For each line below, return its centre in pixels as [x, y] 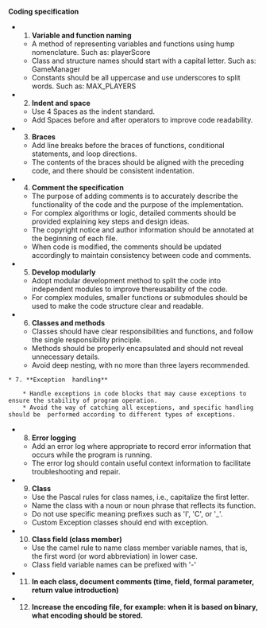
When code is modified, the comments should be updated [127, 247]
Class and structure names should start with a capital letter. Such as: [144, 60]
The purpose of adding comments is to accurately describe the [135, 196]
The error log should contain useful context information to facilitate [141, 463]
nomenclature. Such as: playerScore [91, 52]
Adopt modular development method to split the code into [126, 281]
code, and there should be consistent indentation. [113, 171]
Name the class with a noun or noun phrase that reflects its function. [144, 505]
